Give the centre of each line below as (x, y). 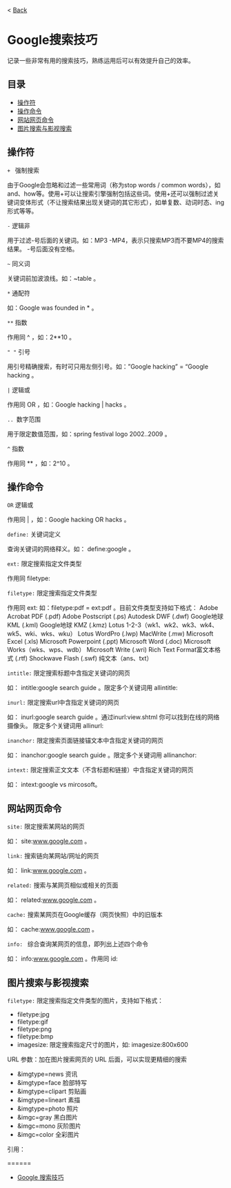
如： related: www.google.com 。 (54, 900)
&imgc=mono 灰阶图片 (49, 1126)
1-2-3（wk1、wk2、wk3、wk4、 (172, 625)
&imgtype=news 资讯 (47, 1074)
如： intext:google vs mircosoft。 (54, 785)
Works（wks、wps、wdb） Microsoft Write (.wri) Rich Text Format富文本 (111, 650)
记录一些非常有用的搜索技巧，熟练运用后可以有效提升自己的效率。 (101, 60)
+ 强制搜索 (23, 170)
